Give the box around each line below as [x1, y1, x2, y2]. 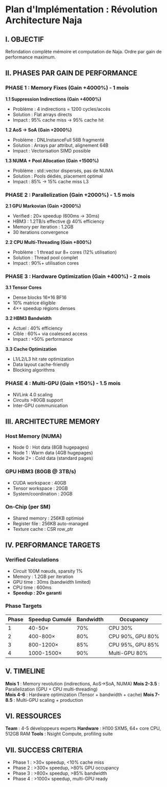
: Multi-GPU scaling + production [13, 697, 83, 703]
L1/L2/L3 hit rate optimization [12, 356, 74, 362]
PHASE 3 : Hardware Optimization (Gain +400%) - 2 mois [5, 273, 151, 280]
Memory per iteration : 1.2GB [12, 223, 74, 229]
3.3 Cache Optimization [5, 346, 57, 352]
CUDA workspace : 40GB [12, 479, 67, 486]
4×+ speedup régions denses [12, 305, 76, 312]
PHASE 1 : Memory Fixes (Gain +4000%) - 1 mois [5, 84, 129, 91]
